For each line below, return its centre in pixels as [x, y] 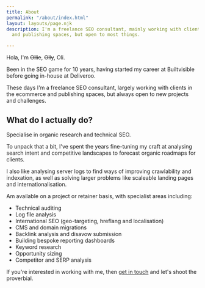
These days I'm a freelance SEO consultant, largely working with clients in [99, 88]
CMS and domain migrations [51, 227]
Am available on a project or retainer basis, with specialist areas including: [99, 196]
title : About [23, 12]
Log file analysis [36, 214]
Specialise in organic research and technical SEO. [69, 135]
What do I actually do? [50, 120]
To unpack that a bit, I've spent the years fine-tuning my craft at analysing [99, 146]
